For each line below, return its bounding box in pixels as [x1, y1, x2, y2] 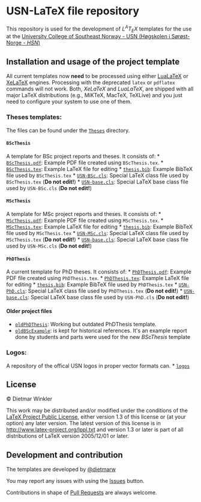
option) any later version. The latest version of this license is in [6, 420, 161, 427]
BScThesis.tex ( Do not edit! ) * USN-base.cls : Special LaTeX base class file [6, 178, 189, 185]
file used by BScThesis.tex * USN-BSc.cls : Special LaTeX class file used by [6, 172, 189, 179]
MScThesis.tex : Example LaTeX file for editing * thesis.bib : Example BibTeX [6, 223, 193, 230]
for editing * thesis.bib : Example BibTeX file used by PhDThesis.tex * [6, 281, 178, 288]
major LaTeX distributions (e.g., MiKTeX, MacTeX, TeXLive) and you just [6, 92, 183, 99]
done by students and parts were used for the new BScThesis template [14, 333, 191, 341]
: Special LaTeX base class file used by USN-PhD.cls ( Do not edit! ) [28, 294, 190, 301]
